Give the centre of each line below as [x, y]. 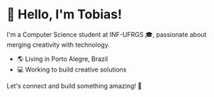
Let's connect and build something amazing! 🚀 [74, 86]
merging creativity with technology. [58, 45]
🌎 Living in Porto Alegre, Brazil [62, 59]
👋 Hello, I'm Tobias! [64, 15]
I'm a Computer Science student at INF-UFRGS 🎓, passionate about [107, 34]
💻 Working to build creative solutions [72, 69]
